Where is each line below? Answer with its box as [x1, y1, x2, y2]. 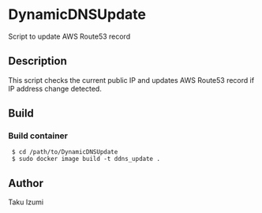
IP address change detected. [8, 84, 103, 93]
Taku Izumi [8, 197, 44, 207]
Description [8, 54, 67, 68]
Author [8, 176, 43, 190]
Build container [8, 130, 69, 141]
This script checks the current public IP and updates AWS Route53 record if [8, 75, 255, 84]
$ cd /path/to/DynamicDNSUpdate [11, 148, 118, 156]
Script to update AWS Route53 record [8, 32, 131, 41]
